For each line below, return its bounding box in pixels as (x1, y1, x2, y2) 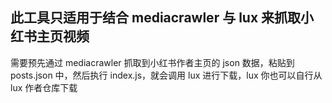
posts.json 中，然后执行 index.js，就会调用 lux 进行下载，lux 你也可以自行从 (10, 69, 323, 81)
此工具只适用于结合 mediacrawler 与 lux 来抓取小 (10, 9, 315, 27)
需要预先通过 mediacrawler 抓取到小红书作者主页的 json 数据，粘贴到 (10, 56, 295, 68)
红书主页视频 (10, 28, 90, 45)
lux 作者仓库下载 (10, 81, 78, 93)
